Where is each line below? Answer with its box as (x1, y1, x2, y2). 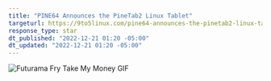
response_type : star (8, 26, 78, 34)
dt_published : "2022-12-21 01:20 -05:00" (8, 34, 150, 43)
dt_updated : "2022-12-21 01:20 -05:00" (8, 42, 143, 50)
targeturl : (8, 19, 45, 27)
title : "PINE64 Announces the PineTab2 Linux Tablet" (8, 11, 194, 20)
